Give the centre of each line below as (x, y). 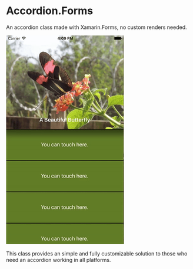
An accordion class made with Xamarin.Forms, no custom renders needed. (96, 27)
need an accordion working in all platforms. (59, 260)
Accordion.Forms (49, 11)
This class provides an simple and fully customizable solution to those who (97, 253)
